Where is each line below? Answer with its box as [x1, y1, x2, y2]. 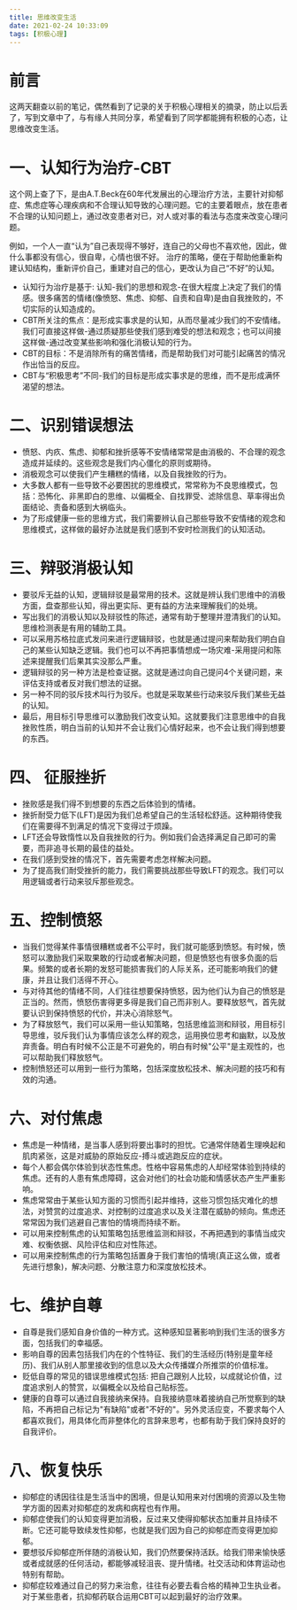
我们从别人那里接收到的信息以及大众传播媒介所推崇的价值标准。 [40, 1359, 273, 1370]
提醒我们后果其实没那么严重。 [37, 656, 147, 667]
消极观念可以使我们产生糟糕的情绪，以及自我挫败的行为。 [21, 468, 232, 479]
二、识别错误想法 [9, 415, 134, 436]
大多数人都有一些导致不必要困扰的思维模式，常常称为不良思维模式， [21, 480, 270, 491]
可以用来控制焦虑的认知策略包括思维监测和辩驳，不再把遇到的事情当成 [21, 1227, 278, 1238]
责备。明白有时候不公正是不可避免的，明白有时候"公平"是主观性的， [29, 1041, 278, 1051]
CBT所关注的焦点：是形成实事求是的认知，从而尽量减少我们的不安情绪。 [21, 315, 286, 326]
